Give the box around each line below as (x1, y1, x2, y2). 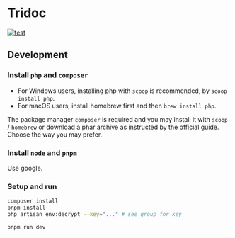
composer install (7, 198, 59, 205)
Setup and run (7, 181, 57, 191)
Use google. (7, 164, 43, 172)
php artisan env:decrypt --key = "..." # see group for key (7, 210, 182, 217)
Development (7, 49, 69, 61)
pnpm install (7, 204, 46, 212)
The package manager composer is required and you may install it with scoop (7, 115, 228, 123)
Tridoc (7, 5, 47, 21)
